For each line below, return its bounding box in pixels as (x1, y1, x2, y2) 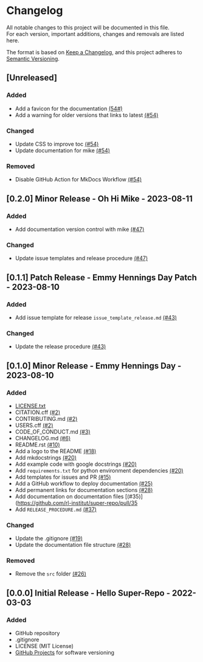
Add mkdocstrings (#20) (15, 454, 77, 461)
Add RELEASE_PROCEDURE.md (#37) (15, 505, 97, 513)
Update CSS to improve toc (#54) (15, 140, 99, 147)
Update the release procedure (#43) (15, 343, 106, 350)
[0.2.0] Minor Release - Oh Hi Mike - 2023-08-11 (6, 193, 193, 204)
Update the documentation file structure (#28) (15, 541, 131, 549)
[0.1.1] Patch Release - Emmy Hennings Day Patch (6, 272, 198, 283)
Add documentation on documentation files (15, 493, 124, 500)
